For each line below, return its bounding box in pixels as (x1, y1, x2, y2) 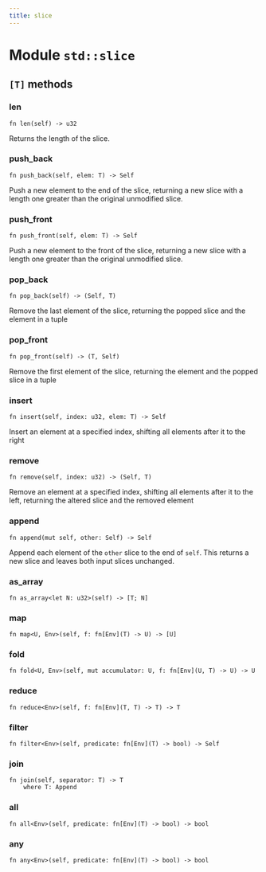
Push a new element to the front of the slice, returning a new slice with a (9, 246, 247, 256)
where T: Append (23, 784, 78, 792)
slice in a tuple (9, 375, 57, 385)
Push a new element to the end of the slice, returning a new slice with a (9, 185, 244, 195)
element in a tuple (9, 315, 68, 324)
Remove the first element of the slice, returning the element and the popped (9, 366, 258, 376)
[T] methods (9, 77, 73, 92)
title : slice (9, 11, 53, 20)
